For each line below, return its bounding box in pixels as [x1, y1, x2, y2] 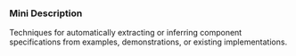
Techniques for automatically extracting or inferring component [9, 28, 243, 38]
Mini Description [9, 7, 83, 20]
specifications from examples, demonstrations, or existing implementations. [9, 36, 288, 47]
